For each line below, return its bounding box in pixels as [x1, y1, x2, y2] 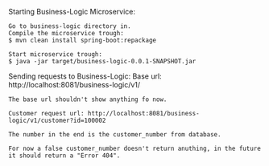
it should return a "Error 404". [8, 152, 121, 160]
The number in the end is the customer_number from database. [8, 131, 221, 139]
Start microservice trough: [8, 51, 103, 59]
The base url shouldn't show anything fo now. [8, 95, 168, 103]
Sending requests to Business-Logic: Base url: [8, 71, 163, 81]
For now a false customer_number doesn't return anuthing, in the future [8, 144, 262, 152]
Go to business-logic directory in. [8, 22, 131, 30]
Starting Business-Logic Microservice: [8, 7, 135, 16]
